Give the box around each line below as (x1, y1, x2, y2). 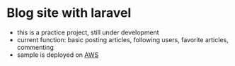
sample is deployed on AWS (16, 51, 99, 59)
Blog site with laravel (6, 5, 132, 21)
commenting (16, 43, 54, 51)
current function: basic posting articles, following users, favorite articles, (16, 35, 229, 44)
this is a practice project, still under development (16, 28, 160, 37)
